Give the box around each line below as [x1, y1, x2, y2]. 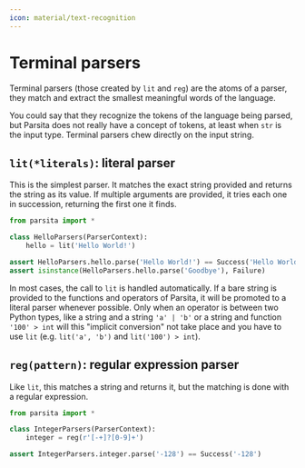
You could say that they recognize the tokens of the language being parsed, [9, 110, 293, 121]
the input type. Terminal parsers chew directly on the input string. [9, 129, 254, 140]
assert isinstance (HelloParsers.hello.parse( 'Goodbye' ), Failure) [9, 265, 266, 275]
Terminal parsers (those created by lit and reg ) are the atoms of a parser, [9, 83, 288, 94]
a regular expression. [9, 391, 89, 402]
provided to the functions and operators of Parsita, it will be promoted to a [9, 292, 287, 303]
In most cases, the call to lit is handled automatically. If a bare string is [9, 283, 277, 294]
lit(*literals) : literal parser [9, 155, 175, 171]
